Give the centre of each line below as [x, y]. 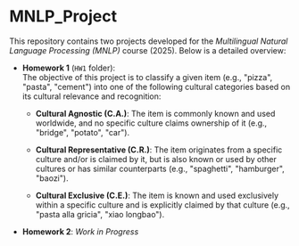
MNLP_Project [63, 16]
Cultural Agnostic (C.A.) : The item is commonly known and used [155, 113]
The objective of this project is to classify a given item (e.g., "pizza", [147, 77]
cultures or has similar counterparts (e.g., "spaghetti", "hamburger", [160, 168]
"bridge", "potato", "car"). [83, 132]
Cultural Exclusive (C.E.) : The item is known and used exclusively [157, 195]
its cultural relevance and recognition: [91, 96]
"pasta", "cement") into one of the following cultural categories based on [156, 86]
